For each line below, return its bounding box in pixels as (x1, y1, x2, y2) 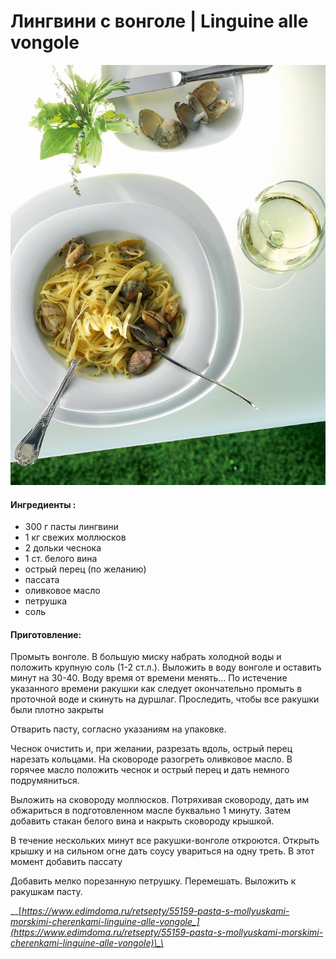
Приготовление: (10, 628, 82, 640)
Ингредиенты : (10, 498, 77, 510)
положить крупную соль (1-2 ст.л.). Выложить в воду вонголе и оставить (10, 661, 322, 674)
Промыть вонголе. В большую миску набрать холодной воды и (10, 651, 282, 663)
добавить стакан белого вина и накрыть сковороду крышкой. (10, 815, 275, 827)
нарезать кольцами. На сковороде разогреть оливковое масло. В (10, 753, 293, 765)
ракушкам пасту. (10, 886, 83, 898)
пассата (24, 574, 60, 586)
